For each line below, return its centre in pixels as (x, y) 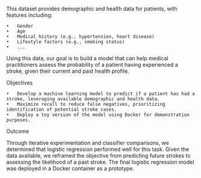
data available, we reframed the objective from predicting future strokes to (98, 155)
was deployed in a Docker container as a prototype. (70, 168)
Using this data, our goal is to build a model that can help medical (87, 58)
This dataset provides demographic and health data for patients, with (92, 9)
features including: (29, 15)
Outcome (18, 131)
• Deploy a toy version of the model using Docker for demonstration (98, 115)
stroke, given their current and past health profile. (68, 71)
